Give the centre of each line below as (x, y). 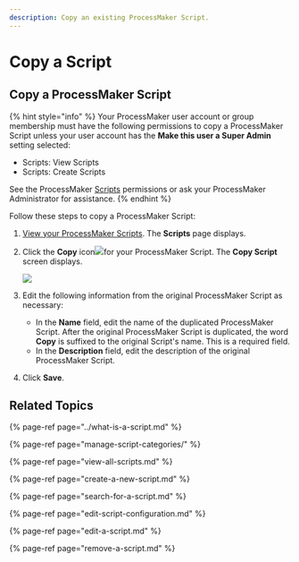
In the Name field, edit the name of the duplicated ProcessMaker (154, 322)
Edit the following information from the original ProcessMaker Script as (152, 295)
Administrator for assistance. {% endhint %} (91, 199)
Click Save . (43, 378)
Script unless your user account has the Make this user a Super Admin (141, 135)
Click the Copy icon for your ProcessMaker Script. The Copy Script (150, 251)
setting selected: (40, 145)
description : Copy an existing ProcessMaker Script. (109, 17)
